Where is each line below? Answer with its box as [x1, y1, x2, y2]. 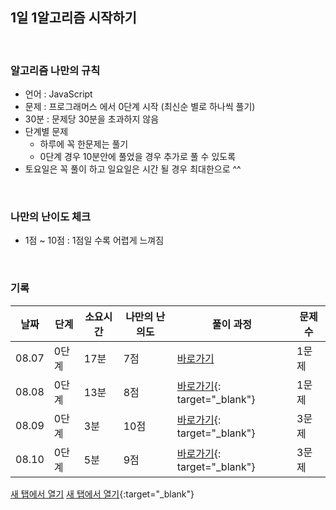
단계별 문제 [24, 126, 69, 138]
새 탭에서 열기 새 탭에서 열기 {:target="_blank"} [10, 488, 195, 500]
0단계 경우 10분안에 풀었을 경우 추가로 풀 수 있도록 [39, 151, 237, 163]
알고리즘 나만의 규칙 [10, 63, 101, 77]
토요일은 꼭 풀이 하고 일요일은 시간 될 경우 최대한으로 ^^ [24, 163, 242, 175]
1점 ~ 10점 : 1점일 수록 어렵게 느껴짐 [24, 234, 165, 247]
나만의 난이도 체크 [10, 210, 92, 224]
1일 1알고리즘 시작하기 [10, 9, 137, 27]
